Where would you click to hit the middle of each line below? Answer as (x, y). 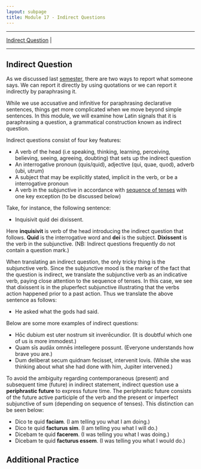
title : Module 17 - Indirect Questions (56, 17)
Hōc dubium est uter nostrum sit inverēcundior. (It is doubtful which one (103, 335)
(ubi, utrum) (29, 171)
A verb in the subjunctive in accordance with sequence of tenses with (101, 190)
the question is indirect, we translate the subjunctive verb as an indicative (97, 275)
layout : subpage (26, 12)
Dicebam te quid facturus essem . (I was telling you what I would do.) (100, 441)
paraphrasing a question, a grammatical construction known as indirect (94, 122)
